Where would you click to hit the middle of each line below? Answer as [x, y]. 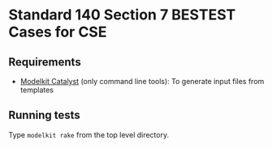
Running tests [45, 115]
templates [37, 90]
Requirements [45, 62]
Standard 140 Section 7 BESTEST [122, 15]
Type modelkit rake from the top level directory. [89, 134]
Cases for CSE [58, 32]
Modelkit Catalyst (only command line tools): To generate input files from [142, 81]
